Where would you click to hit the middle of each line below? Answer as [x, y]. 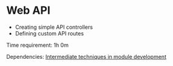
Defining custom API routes [49, 33]
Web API [28, 10]
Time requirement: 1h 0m [37, 45]
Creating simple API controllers [54, 27]
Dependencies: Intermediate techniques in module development [86, 56]
